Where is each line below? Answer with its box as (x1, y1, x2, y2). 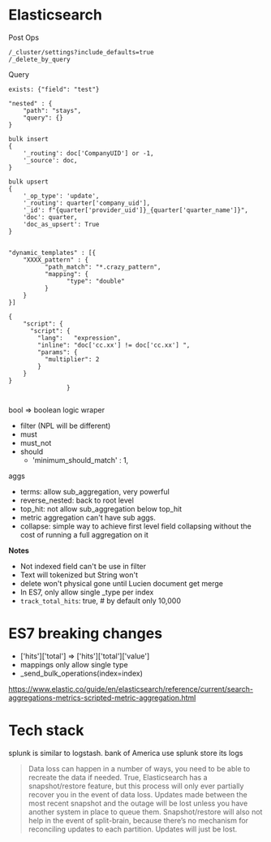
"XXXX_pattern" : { (23, 256, 89, 264)
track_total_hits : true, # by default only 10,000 (19, 595, 181, 606)
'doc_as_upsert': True (23, 220, 100, 228)
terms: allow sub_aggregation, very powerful (19, 486, 170, 496)
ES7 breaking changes (8, 624, 163, 643)
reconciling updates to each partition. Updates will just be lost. (28, 824, 238, 834)
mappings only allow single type (19, 659, 128, 669)
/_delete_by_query (8, 55, 71, 63)
